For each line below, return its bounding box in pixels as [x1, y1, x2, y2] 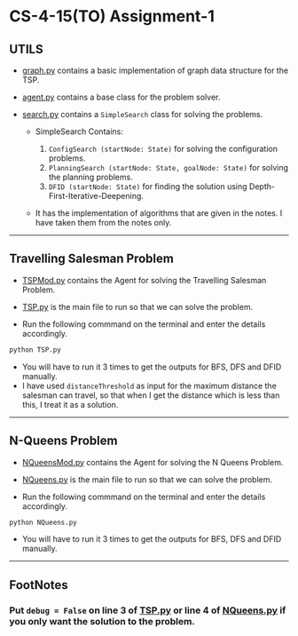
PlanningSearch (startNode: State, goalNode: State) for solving [48, 163, 289, 172]
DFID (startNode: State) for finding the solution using [48, 181, 247, 192]
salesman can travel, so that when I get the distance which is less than [21, 389, 280, 401]
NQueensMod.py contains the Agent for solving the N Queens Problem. [21, 457, 284, 467]
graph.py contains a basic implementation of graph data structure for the [21, 65, 289, 76]
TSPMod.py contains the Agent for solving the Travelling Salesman [21, 274, 267, 285]
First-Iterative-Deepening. [48, 191, 145, 201]
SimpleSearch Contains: [35, 126, 124, 137]
